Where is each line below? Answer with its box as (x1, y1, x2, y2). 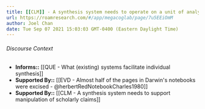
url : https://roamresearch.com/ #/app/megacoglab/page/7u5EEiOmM (6, 15, 173, 21)
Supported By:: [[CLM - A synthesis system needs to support (15, 90, 171, 97)
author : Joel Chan (6, 20, 53, 26)
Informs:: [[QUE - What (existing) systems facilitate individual (15, 63, 171, 71)
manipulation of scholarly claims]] (15, 96, 101, 104)
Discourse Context (6, 44, 53, 52)
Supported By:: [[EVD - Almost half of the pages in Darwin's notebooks (15, 77, 196, 84)
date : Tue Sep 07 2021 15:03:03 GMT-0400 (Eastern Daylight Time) (6, 26, 179, 32)
